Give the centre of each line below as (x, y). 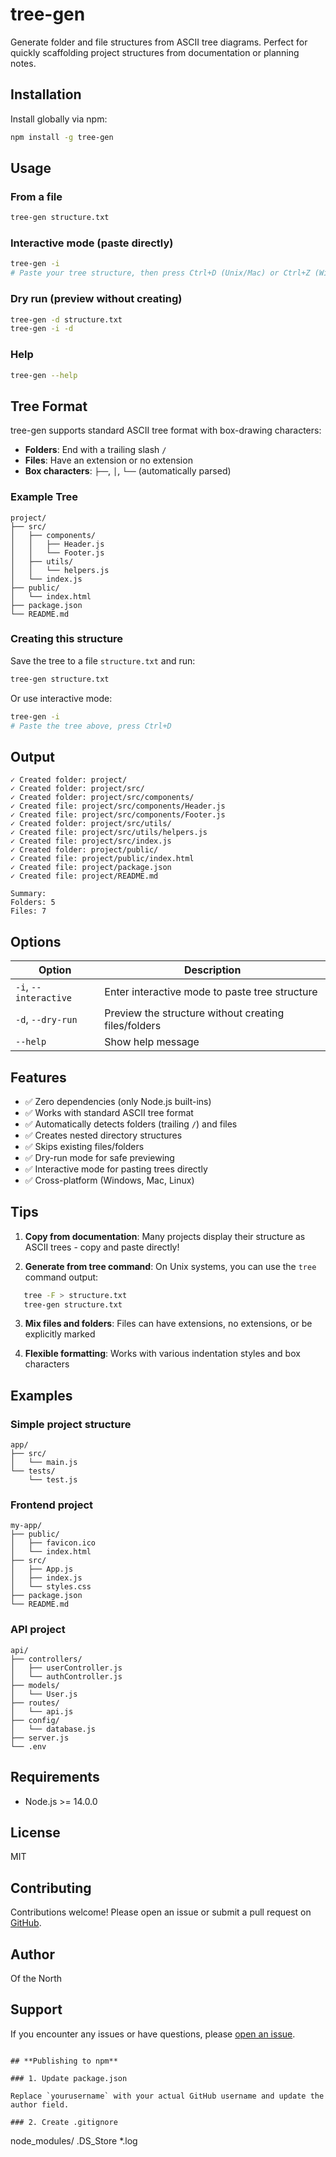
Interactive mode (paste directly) (92, 243)
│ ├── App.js (42, 1569)
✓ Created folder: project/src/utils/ (91, 824)
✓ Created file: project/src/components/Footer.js (118, 815)
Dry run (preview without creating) (96, 299)
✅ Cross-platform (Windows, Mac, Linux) (109, 1180)
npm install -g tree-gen (62, 137)
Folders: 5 (33, 903)
